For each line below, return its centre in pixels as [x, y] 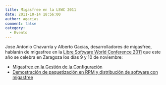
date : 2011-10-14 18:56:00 [33, 14]
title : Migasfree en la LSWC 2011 [41, 10]
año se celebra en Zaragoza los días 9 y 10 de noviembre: [64, 57]
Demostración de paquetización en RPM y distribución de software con [85, 72]
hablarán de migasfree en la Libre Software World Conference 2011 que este [83, 52]
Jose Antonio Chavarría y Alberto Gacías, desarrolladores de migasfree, [79, 47]
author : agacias [22, 19]
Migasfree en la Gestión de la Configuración [57, 67]
